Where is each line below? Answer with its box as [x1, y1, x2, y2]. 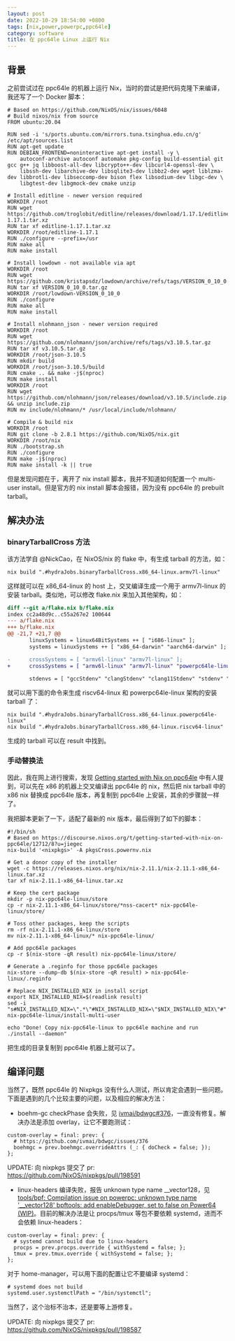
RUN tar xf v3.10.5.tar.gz [7, 345, 86, 352]
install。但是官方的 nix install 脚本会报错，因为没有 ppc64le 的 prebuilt [22, 483, 225, 492]
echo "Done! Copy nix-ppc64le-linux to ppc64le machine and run [7, 1024, 199, 1031]
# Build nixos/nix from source [7, 113, 99, 120]
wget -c [7, 865, 30, 872]
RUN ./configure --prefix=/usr [7, 235, 99, 242]
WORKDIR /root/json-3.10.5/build [7, 363, 105, 371]
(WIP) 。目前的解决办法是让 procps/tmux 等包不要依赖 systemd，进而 [17, 1209, 217, 1218]
